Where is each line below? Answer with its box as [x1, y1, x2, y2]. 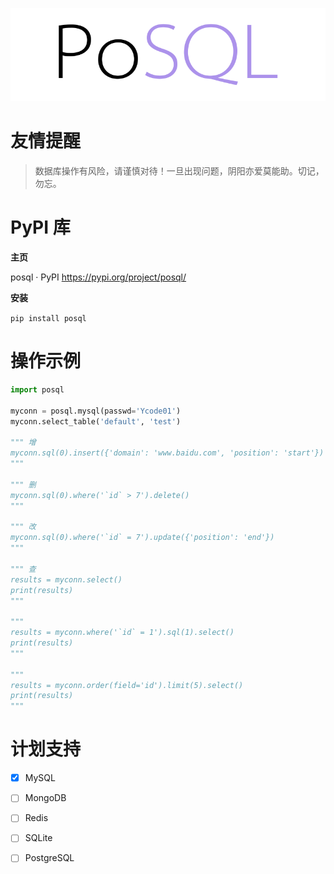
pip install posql [10, 314, 87, 324]
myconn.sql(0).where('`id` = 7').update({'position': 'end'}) [10, 533, 275, 543]
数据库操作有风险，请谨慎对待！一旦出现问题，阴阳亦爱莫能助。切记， [34, 165, 325, 177]
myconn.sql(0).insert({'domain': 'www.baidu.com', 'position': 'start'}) [10, 448, 325, 458]
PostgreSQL [24, 852, 75, 864]
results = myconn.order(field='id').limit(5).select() [10, 680, 244, 690]
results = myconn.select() [10, 574, 123, 585]
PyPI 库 [10, 216, 71, 239]
